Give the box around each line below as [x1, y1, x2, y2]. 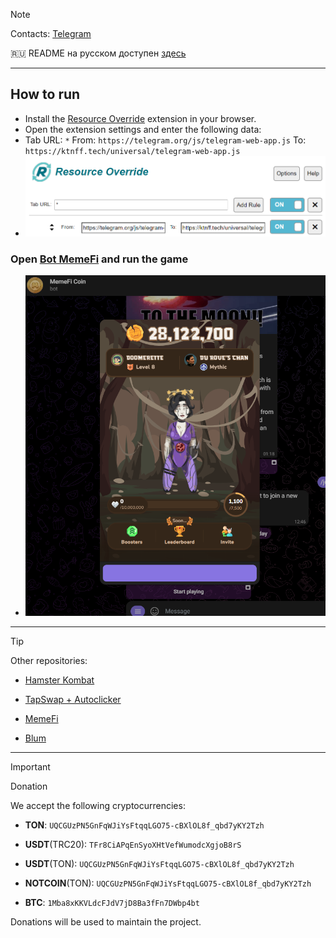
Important [10, 761, 51, 773]
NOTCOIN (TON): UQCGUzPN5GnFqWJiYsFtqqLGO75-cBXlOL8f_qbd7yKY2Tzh [24, 877, 312, 889]
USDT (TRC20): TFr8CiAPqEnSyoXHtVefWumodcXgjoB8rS [24, 839, 242, 851]
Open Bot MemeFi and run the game [10, 252, 189, 266]
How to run [10, 86, 81, 103]
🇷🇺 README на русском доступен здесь [10, 47, 187, 59]
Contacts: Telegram [10, 28, 92, 39]
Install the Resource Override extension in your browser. [24, 112, 257, 124]
